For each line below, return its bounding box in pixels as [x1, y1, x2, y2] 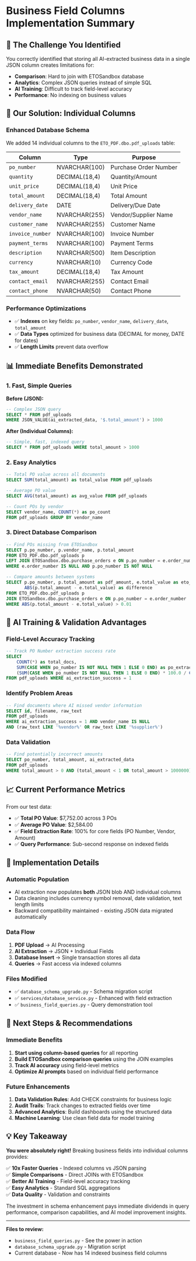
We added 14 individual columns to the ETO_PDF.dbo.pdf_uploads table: [6, 139, 176, 146]
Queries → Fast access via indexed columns [14, 960, 122, 967]
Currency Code [110, 258, 153, 266]
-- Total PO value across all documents [6, 472, 106, 477]
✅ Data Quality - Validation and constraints [6, 1191, 110, 1198]
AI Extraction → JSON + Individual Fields [14, 947, 114, 954]
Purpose [132, 153, 156, 162]
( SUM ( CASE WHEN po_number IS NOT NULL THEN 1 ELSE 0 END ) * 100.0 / [16, 670, 187, 676]
